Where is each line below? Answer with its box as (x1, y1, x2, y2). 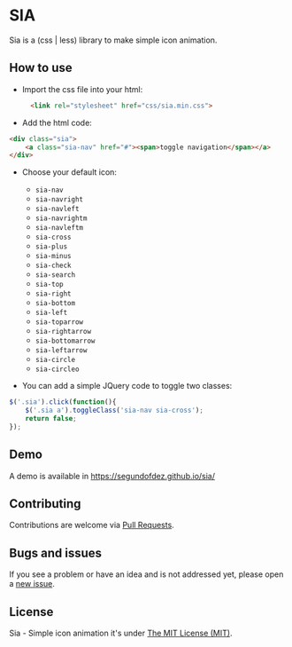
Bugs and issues (9, 545, 103, 560)
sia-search (35, 271, 76, 280)
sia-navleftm (35, 224, 84, 233)
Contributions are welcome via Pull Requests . (9, 520, 174, 531)
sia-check (35, 261, 73, 271)
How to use (9, 60, 73, 75)
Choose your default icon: (21, 167, 118, 178)
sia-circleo (35, 365, 80, 374)
